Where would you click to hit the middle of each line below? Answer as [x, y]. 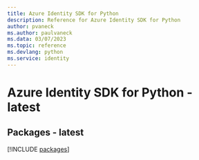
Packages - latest [46, 133]
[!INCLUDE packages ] [38, 149]
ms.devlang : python [35, 52]
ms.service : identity [38, 59]
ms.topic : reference [37, 46]
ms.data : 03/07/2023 [37, 39]
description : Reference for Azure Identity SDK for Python [94, 20]
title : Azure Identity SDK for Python [63, 13]
